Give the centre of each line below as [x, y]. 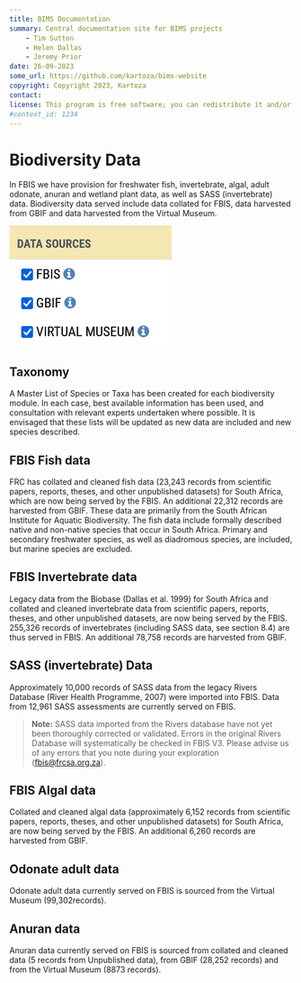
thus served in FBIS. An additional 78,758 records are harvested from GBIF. [148, 637]
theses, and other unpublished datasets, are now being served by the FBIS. [148, 618]
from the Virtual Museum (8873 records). [85, 969]
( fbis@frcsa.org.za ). [68, 762]
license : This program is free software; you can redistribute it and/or [150, 105]
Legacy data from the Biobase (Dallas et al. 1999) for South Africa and [139, 598]
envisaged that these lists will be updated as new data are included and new [150, 423]
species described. [45, 432]
